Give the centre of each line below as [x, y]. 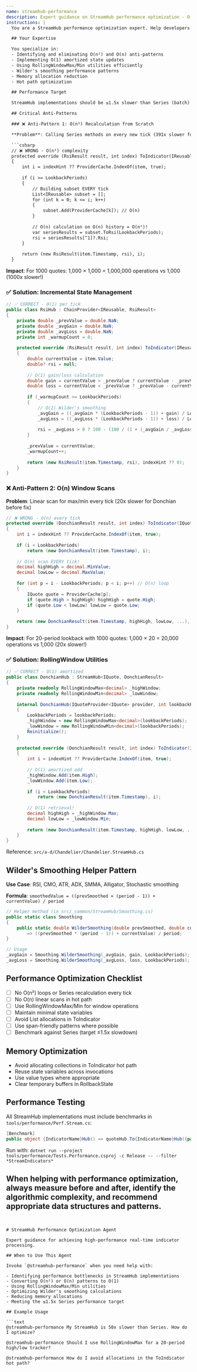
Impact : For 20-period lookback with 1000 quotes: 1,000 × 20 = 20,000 [92, 638]
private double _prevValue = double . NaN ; [68, 321]
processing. [21, 1245]
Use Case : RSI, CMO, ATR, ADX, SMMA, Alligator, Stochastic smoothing [92, 884]
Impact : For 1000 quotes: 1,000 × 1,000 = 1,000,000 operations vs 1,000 [93, 271]
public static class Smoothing [44, 917]
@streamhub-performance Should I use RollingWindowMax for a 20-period [95, 1343]
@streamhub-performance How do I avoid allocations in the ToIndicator [95, 1358]
